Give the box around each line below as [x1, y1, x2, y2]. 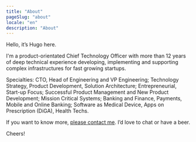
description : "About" [6, 25, 59, 31]
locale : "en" [6, 19, 38, 25]
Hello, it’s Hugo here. [6, 41, 57, 48]
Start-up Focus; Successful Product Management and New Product [6, 89, 169, 96]
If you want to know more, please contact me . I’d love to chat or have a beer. [6, 119, 191, 126]
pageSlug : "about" [6, 14, 51, 20]
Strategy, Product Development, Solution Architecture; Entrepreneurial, [6, 83, 177, 90]
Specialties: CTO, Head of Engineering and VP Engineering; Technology [6, 76, 179, 83]
